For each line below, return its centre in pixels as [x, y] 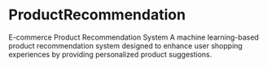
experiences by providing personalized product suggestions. [110, 54]
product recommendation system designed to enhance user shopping [125, 45]
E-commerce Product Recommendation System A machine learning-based [133, 37]
